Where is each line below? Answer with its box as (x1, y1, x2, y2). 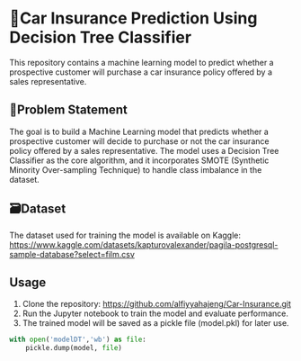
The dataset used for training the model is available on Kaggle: (9, 230, 241, 240)
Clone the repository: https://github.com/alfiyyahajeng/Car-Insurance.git (22, 299, 292, 310)
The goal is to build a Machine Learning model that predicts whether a (9, 126, 270, 137)
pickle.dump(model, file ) (25, 344, 123, 353)
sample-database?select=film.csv (9, 248, 135, 259)
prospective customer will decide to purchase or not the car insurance (9, 135, 270, 147)
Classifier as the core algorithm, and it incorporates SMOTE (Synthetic (9, 155, 270, 166)
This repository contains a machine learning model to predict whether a (9, 57, 274, 68)
